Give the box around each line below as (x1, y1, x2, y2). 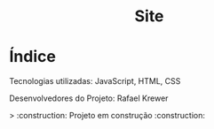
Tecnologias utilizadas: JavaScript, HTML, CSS (9, 76, 181, 87)
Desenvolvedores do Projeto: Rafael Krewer (9, 93, 169, 103)
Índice (9, 47, 56, 67)
